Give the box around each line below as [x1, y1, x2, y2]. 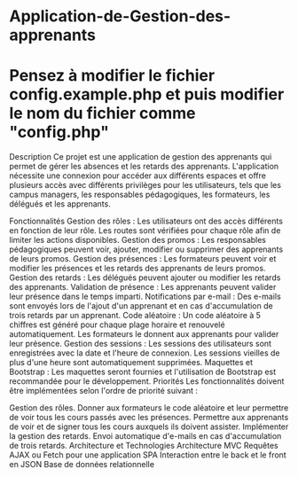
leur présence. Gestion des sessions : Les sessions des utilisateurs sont [9, 339, 272, 349]
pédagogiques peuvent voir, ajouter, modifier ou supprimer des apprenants [9, 244, 284, 254]
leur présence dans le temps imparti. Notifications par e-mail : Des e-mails [9, 291, 281, 302]
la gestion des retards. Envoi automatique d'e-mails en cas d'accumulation [9, 431, 282, 442]
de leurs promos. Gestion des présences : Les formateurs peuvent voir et [9, 254, 277, 264]
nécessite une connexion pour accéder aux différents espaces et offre [9, 170, 266, 181]
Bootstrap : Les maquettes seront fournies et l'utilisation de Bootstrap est [9, 366, 277, 378]
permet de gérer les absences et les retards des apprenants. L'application [9, 161, 279, 172]
